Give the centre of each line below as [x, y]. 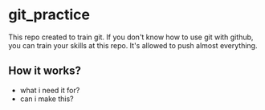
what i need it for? [50, 90]
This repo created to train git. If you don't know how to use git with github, [131, 37]
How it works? [45, 71]
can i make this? [47, 99]
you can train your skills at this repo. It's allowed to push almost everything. [133, 45]
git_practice [49, 15]
